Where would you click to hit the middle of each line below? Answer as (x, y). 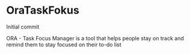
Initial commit (23, 27)
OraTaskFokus (43, 10)
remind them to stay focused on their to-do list (64, 45)
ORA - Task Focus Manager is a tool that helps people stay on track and (95, 38)
